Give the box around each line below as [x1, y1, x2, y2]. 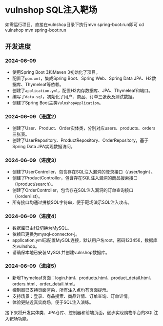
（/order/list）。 [12, 194, 43, 199]
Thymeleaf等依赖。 [25, 81, 64, 87]
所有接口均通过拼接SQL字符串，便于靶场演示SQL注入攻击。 [12, 199, 132, 205]
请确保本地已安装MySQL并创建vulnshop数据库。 [12, 249, 110, 255]
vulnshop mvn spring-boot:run [5, 27, 67, 33]
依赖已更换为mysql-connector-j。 [12, 231, 80, 237]
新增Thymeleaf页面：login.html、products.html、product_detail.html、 [12, 275, 155, 281]
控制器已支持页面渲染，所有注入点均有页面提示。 [12, 287, 111, 293]
